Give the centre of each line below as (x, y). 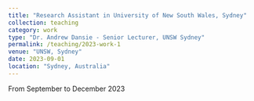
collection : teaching (44, 23)
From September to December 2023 (67, 88)
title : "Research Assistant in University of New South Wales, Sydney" (127, 15)
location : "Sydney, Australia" (59, 67)
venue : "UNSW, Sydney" (45, 52)
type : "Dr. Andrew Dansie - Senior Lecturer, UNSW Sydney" (107, 37)
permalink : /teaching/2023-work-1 (65, 45)
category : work (33, 30)
